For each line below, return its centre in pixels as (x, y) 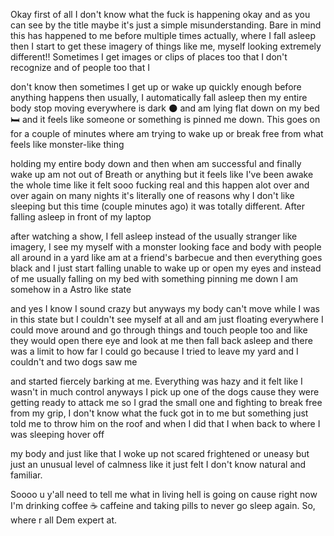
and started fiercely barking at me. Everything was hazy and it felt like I (156, 381)
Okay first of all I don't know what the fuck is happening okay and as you (160, 14)
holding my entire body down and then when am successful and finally (156, 163)
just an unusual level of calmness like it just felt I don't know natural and (158, 464)
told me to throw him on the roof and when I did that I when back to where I (165, 423)
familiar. (26, 475)
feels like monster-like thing (67, 144)
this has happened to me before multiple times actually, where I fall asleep (163, 35)
